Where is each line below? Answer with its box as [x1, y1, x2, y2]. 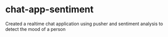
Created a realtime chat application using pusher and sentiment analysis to [5, 21, 163, 27]
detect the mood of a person [5, 26, 66, 32]
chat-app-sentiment [5, 4, 94, 15]
